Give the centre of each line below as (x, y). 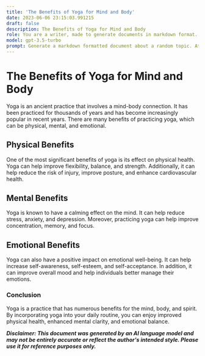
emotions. (19, 279)
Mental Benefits (37, 198)
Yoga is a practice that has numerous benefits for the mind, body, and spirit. (102, 308)
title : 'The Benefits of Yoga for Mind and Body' (71, 12)
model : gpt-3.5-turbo (34, 40)
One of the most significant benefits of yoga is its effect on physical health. (101, 159)
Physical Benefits (40, 145)
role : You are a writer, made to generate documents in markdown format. (102, 35)
